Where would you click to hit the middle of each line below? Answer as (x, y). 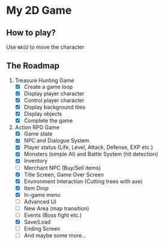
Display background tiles (54, 107)
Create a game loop (48, 86)
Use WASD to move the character (45, 47)
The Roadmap (33, 66)
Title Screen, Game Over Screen (64, 174)
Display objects (43, 114)
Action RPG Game (37, 127)
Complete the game (48, 121)
